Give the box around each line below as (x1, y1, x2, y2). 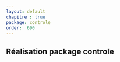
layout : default (6, 8, 45, 15)
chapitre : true (6, 14, 45, 20)
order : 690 (6, 25, 35, 31)
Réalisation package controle (6, 46, 115, 56)
